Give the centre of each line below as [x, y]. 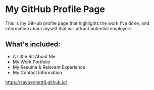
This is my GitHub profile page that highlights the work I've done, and [78, 23]
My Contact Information [37, 72]
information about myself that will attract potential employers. [69, 28]
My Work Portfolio [31, 62]
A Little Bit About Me [34, 56]
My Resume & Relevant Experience [49, 67]
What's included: [33, 44]
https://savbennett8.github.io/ [36, 82]
